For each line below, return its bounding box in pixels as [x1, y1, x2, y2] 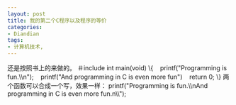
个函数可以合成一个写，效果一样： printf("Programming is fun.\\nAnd [7, 82, 208, 89]
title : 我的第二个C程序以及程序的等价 [7, 17, 107, 24]
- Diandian [7, 30, 40, 38]
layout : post [7, 10, 46, 18]
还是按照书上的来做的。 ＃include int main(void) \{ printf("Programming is [7, 64, 227, 72]
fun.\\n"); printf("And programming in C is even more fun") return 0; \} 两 [7, 72, 230, 81]
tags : [7, 37, 23, 44]
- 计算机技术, [7, 43, 44, 50]
